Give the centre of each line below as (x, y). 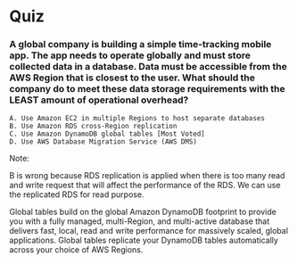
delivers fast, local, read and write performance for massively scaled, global (148, 231)
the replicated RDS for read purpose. (77, 194)
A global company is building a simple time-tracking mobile (140, 45)
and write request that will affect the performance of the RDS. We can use (145, 186)
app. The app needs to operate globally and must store (130, 55)
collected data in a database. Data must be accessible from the (148, 67)
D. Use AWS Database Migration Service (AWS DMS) (103, 142)
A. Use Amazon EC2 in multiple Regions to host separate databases (137, 119)
